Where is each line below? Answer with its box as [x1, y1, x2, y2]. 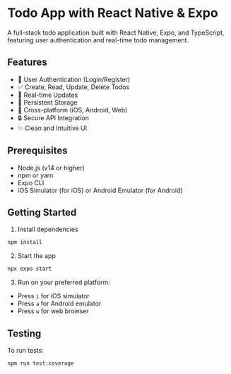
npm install [7, 239, 42, 246]
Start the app [17, 252, 57, 260]
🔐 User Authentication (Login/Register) [17, 75, 131, 83]
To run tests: [7, 346, 44, 354]
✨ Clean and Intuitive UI [17, 124, 88, 132]
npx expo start [7, 265, 52, 273]
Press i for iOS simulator [17, 292, 90, 300]
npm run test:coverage [7, 359, 74, 367]
